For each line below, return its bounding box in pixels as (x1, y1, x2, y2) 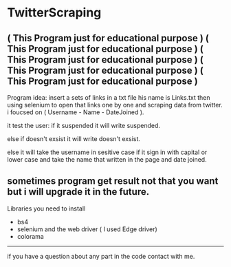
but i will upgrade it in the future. (7, 186, 150, 197)
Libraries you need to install (7, 204, 86, 213)
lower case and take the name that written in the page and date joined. (7, 156, 208, 163)
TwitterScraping (7, 5, 102, 21)
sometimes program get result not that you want (7, 175, 219, 187)
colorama (16, 232, 45, 240)
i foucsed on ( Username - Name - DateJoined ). (7, 108, 144, 116)
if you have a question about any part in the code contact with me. (7, 252, 195, 260)
